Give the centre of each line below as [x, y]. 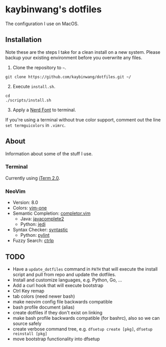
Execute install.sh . [34, 86]
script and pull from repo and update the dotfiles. [64, 274]
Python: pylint [35, 235]
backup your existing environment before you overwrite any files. [74, 57]
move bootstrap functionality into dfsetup [56, 339]
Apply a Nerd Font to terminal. [44, 110]
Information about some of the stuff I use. [49, 154]
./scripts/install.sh [28, 100]
